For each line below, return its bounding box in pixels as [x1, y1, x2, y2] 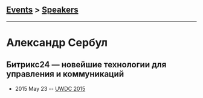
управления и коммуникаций [6, 69, 124, 79]
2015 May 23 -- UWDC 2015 [14, 85, 86, 92]
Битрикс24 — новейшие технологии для [6, 60, 167, 70]
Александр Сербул [6, 36, 108, 49]
